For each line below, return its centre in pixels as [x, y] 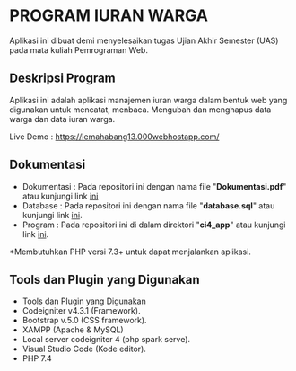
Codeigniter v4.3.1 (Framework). [81, 311]
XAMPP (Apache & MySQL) [73, 330]
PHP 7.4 [37, 358]
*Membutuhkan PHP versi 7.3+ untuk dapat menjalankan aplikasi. [130, 252]
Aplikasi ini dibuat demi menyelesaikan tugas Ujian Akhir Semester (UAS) [144, 40]
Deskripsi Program [63, 79]
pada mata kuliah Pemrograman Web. [78, 49]
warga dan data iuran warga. [62, 119]
